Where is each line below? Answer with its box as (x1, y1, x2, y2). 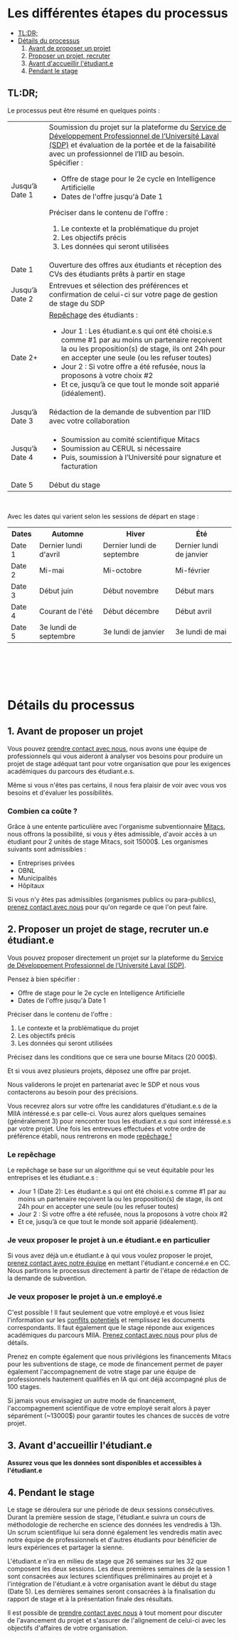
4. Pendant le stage (7, 1486, 95, 1499)
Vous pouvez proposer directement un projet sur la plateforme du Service (7, 953, 224, 962)
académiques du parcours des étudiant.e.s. (7, 767, 135, 775)
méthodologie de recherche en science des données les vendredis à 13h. (7, 1521, 222, 1529)
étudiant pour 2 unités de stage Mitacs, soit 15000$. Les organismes (7, 837, 208, 846)
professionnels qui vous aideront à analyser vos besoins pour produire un (7, 752, 223, 760)
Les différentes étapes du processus (7, 5, 228, 21)
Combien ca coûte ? (7, 806, 78, 816)
